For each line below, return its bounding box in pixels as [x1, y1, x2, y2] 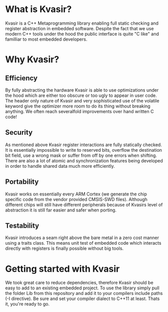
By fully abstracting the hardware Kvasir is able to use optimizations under [5, 87, 159, 93]
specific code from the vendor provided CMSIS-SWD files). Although [5, 196, 148, 202]
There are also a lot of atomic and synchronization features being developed [5, 157, 163, 164]
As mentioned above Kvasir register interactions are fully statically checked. [5, 142, 162, 148]
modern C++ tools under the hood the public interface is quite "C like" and [5, 31, 159, 37]
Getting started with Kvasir [5, 263, 120, 274]
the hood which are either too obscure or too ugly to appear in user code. [5, 92, 157, 98]
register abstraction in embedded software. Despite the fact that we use [5, 25, 154, 31]
